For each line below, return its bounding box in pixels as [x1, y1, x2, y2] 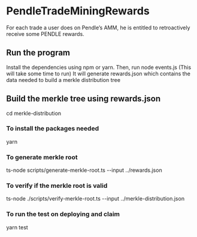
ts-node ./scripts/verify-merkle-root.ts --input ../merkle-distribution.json [6, 195, 184, 202]
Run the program [6, 48, 71, 58]
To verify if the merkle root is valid [6, 181, 108, 190]
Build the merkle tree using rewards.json [6, 94, 161, 104]
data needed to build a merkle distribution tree [6, 76, 121, 83]
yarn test [6, 223, 28, 231]
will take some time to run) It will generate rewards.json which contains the [6, 70, 190, 77]
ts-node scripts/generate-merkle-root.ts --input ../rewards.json [6, 166, 163, 174]
